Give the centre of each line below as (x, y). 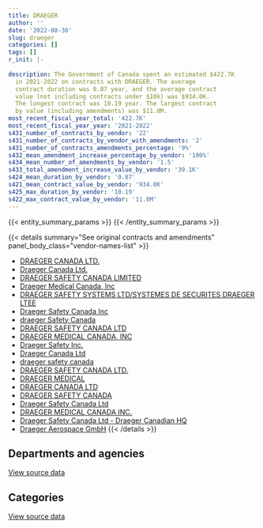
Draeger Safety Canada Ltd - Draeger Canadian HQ (103, 421)
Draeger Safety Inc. (51, 345)
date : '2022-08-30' (40, 30)
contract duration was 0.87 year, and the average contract (116, 89)
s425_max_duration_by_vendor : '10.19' (72, 192)
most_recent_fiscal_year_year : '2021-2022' (81, 126)
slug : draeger (32, 38)
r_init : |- (26, 60)
